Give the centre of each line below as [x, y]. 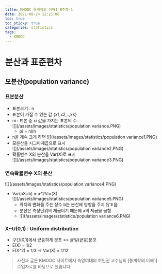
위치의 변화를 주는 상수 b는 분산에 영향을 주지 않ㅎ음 [68, 204]
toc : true [15, 18]
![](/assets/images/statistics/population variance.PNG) [66, 126]
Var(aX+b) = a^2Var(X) [35, 194]
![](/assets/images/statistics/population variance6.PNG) [75, 216]
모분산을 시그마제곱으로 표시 [39, 143]
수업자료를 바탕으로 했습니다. [44, 267]
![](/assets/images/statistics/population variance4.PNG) [61, 184]
